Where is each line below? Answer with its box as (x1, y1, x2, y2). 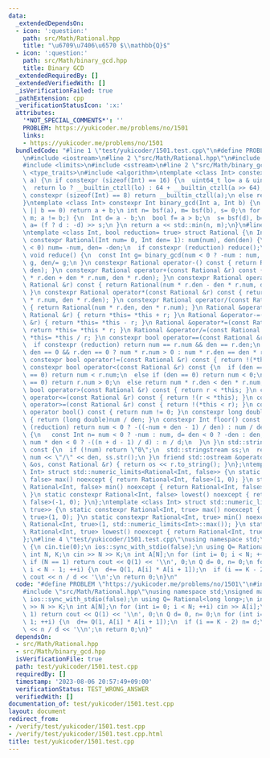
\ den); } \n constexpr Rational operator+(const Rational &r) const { (22, 266, 264, 274)
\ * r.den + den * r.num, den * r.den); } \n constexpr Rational (22, 274, 243, 282)
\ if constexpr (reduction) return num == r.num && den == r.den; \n (22, 341, 261, 349)
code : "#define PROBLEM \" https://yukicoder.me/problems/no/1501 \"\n (15, 580, 253, 588)
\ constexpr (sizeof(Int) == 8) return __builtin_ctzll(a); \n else (22, 191, 253, 200)
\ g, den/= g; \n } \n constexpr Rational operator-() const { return (22, 258, 257, 266)
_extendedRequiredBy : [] (15, 72, 99, 80)
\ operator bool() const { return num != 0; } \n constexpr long (22, 408, 243, 417)
